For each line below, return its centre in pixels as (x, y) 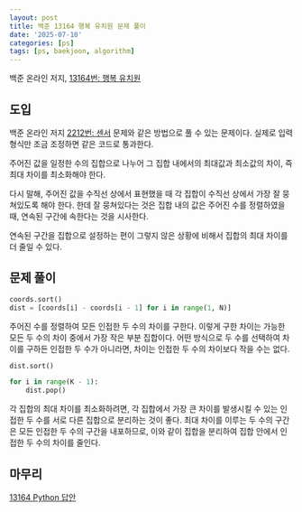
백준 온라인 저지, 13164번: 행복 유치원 (75, 79)
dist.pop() (46, 391)
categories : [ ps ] (42, 43)
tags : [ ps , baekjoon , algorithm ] (72, 51)
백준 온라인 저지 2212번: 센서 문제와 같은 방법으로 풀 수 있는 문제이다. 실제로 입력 (151, 133)
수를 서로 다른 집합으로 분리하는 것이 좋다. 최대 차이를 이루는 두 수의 (154, 420)
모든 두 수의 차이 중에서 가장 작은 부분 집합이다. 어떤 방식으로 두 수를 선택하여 (145, 337)
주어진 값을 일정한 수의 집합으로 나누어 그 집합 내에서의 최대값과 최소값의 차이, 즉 (151, 163)
